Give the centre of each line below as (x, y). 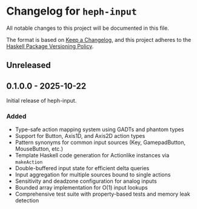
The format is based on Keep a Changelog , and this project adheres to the (99, 39)
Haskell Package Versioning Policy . (50, 46)
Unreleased (29, 65)
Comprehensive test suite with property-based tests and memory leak (102, 194)
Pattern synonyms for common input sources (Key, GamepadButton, (100, 142)
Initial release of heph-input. (42, 101)
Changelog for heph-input (72, 11)
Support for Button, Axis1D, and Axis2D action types (80, 136)
